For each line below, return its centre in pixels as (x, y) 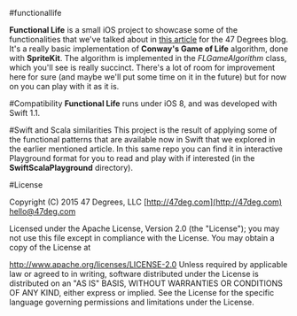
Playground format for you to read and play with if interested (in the (132, 158)
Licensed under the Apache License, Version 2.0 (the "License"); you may (145, 228)
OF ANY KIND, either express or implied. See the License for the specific (142, 293)
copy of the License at (50, 247)
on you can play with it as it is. (64, 86)
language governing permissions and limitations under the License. (132, 302)
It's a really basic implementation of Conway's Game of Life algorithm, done (149, 49)
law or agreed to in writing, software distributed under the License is (134, 274)
